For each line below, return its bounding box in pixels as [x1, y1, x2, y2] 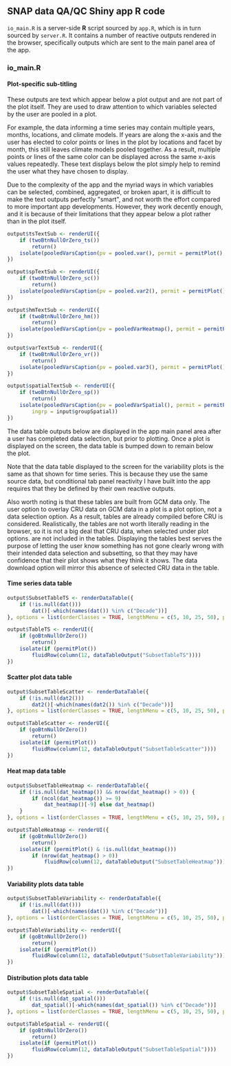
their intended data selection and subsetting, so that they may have [7, 549, 198, 557]
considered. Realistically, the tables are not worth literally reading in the [7, 519, 210, 527]
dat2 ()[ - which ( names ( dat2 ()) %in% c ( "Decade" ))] [32, 701, 174, 708]
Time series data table [7, 579, 72, 587]
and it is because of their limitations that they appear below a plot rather [7, 209, 211, 218]
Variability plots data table [7, 879, 85, 888]
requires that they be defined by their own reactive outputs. [7, 484, 176, 492]
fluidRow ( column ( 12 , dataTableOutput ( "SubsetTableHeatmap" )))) [43, 859, 229, 866]
